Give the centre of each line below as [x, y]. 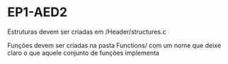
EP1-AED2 [38, 12]
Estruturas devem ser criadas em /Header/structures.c [87, 32]
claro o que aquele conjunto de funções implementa [83, 53]
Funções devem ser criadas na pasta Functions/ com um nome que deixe [114, 45]
